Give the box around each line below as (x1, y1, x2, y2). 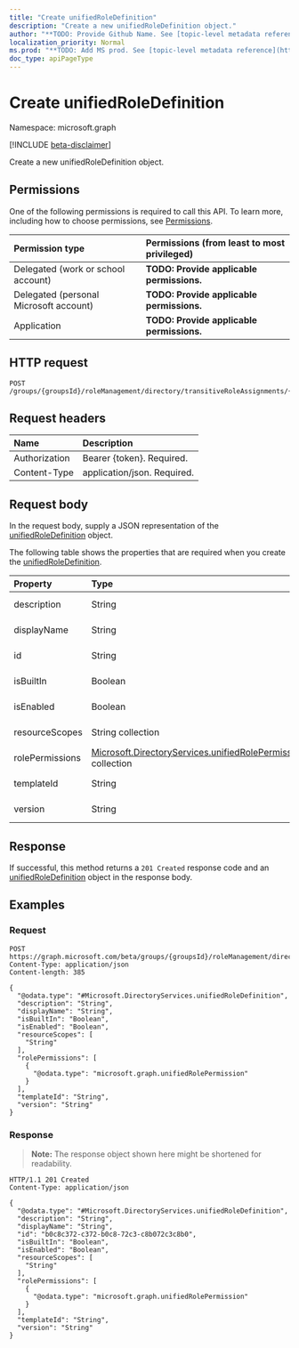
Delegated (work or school (13, 262, 125, 275)
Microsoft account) (13, 299, 94, 311)
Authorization (13, 452, 70, 464)
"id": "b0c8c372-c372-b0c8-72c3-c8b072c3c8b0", (17, 1230, 198, 1239)
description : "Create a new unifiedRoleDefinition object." (9, 21, 238, 30)
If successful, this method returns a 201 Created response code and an (9, 862, 270, 873)
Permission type (13, 242, 85, 254)
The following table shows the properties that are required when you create (9, 547, 287, 558)
